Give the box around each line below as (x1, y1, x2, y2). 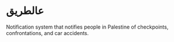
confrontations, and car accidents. (6, 29, 89, 36)
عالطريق (6, 4, 44, 17)
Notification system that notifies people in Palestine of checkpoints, (6, 23, 169, 30)
